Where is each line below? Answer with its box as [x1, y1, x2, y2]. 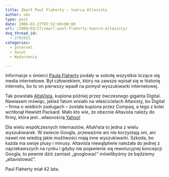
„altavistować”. [5, 156, 36, 162]
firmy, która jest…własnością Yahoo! [5, 114, 81, 121]
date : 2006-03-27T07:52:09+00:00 [5, 21, 76, 27]
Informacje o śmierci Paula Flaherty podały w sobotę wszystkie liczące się [5, 73, 160, 79]
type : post [5, 17, 28, 22]
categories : [5, 40, 30, 45]
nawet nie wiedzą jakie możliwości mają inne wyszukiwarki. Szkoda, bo [5, 135, 154, 141]
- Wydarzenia [10, 54, 37, 60]
